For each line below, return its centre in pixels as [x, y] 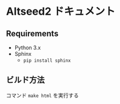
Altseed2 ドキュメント [61, 11]
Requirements [32, 33]
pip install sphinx [47, 61]
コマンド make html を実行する [42, 95]
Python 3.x [28, 48]
